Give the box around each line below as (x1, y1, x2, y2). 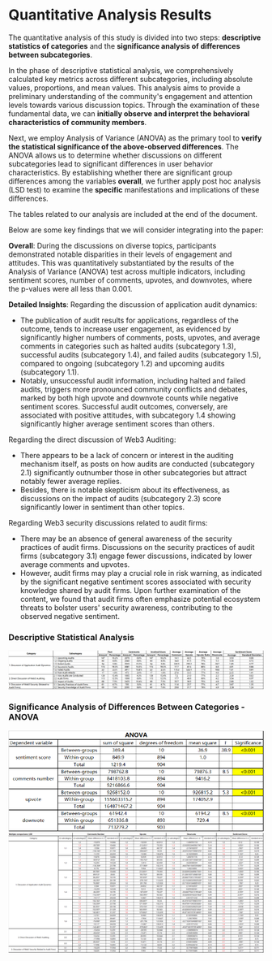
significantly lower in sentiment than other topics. (19, 502, 185, 512)
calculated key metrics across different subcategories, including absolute (8, 74, 253, 84)
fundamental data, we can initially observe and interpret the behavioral (8, 108, 250, 119)
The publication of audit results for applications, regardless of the (19, 315, 239, 325)
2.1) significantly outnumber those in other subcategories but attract (19, 467, 247, 477)
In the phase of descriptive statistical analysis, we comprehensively (8, 65, 234, 75)
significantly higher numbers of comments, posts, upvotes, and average (19, 332, 261, 342)
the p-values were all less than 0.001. (8, 284, 133, 293)
